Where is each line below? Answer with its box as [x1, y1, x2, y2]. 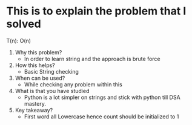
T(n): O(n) [6, 37, 31, 44]
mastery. [24, 100, 47, 107]
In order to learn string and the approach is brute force [24, 55, 161, 62]
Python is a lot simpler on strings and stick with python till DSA [24, 94, 180, 101]
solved [6, 17, 41, 31]
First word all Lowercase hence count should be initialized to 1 [24, 113, 179, 120]
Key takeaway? [15, 106, 53, 114]
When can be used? [15, 74, 65, 82]
